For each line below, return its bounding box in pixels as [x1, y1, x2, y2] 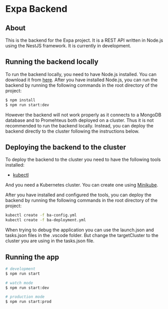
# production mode [5, 294, 45, 300]
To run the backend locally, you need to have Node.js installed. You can [5, 71, 157, 77]
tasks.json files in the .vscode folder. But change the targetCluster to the [5, 232, 159, 239]
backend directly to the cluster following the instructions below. [5, 128, 140, 134]
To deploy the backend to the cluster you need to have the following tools [5, 156, 161, 162]
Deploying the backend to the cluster [5, 142, 126, 152]
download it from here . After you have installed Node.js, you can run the [5, 77, 158, 83]
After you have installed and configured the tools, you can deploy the [5, 192, 152, 198]
